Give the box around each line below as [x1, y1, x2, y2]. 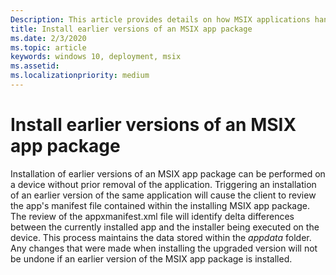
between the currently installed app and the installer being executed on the [10, 221, 320, 233]
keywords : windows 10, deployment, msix [10, 52, 182, 62]
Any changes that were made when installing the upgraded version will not [10, 242, 318, 254]
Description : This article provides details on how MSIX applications [10, 14, 311, 25]
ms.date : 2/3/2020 [10, 33, 87, 43]
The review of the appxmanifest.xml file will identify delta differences [10, 210, 295, 222]
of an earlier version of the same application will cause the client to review [10, 189, 317, 201]
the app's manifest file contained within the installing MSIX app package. [10, 199, 310, 211]
